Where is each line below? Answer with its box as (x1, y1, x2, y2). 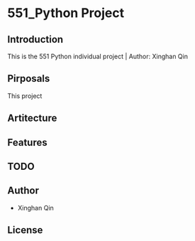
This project (7, 91, 43, 100)
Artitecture (7, 112, 57, 124)
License (7, 224, 43, 236)
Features (7, 136, 48, 149)
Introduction (7, 33, 64, 45)
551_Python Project (7, 5, 125, 21)
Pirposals (7, 73, 50, 85)
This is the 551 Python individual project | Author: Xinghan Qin (7, 52, 188, 60)
